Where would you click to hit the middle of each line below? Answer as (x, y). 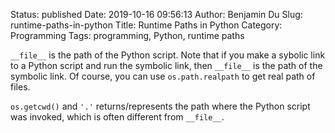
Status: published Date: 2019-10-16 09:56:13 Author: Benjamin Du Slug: (156, 14)
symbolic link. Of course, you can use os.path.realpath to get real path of (163, 76)
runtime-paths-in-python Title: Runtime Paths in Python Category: (146, 25)
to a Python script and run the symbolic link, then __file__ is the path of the (166, 65)
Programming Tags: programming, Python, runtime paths (127, 35)
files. (20, 87)
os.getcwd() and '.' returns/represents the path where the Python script (160, 106)
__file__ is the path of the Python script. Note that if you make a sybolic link (168, 55)
